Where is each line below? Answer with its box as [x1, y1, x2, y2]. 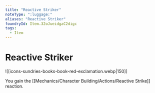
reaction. [5, 83, 23, 89]
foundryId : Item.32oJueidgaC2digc [5, 21, 77, 26]
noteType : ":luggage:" [5, 12, 52, 17]
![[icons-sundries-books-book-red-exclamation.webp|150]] [5, 68, 127, 74]
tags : [5, 26, 16, 31]
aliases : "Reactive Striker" [5, 16, 66, 21]
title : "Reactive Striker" [5, 7, 61, 12]
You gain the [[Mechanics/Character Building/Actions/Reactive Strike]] [5, 78, 150, 84]
